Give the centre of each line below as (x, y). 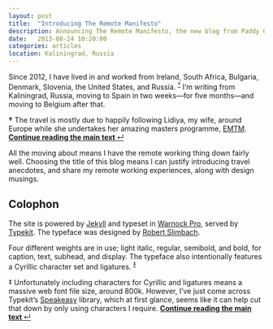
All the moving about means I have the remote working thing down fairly (129, 153)
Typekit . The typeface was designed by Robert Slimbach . (104, 232)
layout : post (30, 16)
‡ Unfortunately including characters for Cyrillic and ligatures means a (126, 283)
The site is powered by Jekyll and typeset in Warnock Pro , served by (123, 223)
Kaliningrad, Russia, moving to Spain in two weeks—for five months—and (131, 95)
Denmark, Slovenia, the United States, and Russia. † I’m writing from (122, 86)
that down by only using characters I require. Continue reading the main (130, 309)
